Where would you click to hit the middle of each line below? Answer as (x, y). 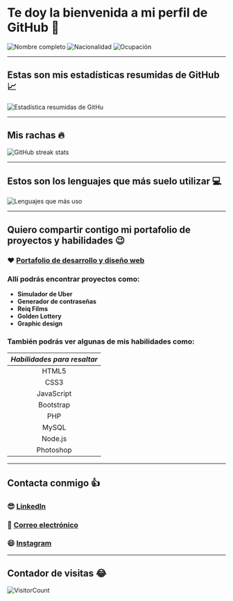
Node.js (54, 439)
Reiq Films (33, 308)
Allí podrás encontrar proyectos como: (74, 279)
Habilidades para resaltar (54, 359)
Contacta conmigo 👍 (54, 483)
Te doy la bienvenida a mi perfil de (107, 13)
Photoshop (54, 450)
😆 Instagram (29, 543)
